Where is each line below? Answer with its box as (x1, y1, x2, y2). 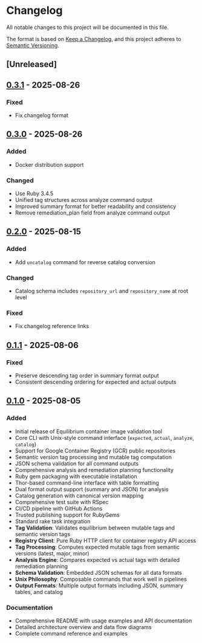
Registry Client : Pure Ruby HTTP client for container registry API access (15, 537, 197, 544)
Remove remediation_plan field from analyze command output (15, 209, 171, 216)
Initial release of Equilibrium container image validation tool (15, 427, 162, 435)
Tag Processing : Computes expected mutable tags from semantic (15, 543, 180, 551)
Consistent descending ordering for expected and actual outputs (15, 378, 177, 386)
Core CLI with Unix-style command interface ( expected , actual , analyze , (15, 434, 195, 441)
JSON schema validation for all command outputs (15, 460, 139, 467)
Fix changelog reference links (15, 323, 90, 330)
